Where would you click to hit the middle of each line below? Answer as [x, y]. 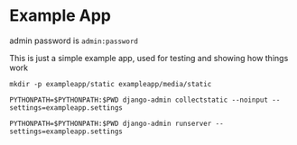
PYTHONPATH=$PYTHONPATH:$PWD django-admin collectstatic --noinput [139, 100]
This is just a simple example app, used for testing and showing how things [149, 58]
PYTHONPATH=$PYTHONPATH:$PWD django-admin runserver [111, 123]
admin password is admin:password [74, 41]
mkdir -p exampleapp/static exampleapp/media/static [111, 84]
